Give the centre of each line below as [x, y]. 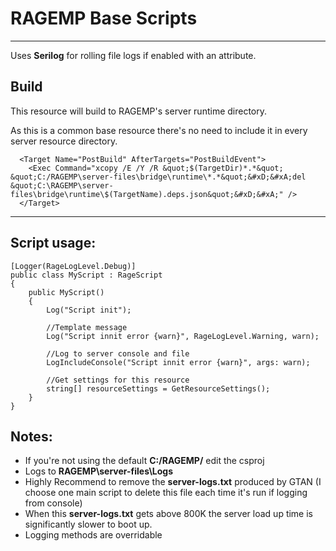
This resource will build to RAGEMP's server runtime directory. [139, 111]
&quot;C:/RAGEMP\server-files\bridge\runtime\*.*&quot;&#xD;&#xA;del [158, 177]
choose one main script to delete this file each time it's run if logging [166, 493]
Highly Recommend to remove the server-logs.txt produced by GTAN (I [173, 482]
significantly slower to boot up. [88, 524]
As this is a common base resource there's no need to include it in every [159, 130]
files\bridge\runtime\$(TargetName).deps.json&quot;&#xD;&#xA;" [147, 194]
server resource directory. [64, 141]
